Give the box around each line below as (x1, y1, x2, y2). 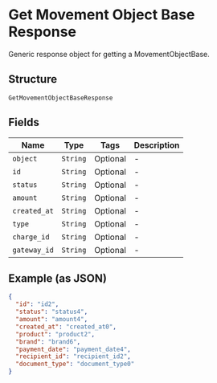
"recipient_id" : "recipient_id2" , (15, 352, 131, 361)
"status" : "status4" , (15, 308, 88, 316)
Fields (8, 116, 40, 129)
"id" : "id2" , (15, 300, 59, 308)
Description (133, 139, 180, 150)
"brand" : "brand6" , (15, 337, 81, 346)
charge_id (12, 232, 50, 242)
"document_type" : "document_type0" (15, 360, 135, 369)
